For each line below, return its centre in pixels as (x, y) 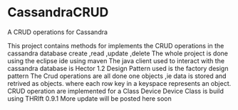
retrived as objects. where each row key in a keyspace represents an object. (119, 83)
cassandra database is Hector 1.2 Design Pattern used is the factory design (118, 68)
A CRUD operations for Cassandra (58, 32)
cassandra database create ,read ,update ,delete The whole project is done (118, 53)
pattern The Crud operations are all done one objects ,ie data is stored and (117, 76)
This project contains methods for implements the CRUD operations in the (116, 45)
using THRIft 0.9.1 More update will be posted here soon (90, 98)
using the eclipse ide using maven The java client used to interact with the (116, 60)
